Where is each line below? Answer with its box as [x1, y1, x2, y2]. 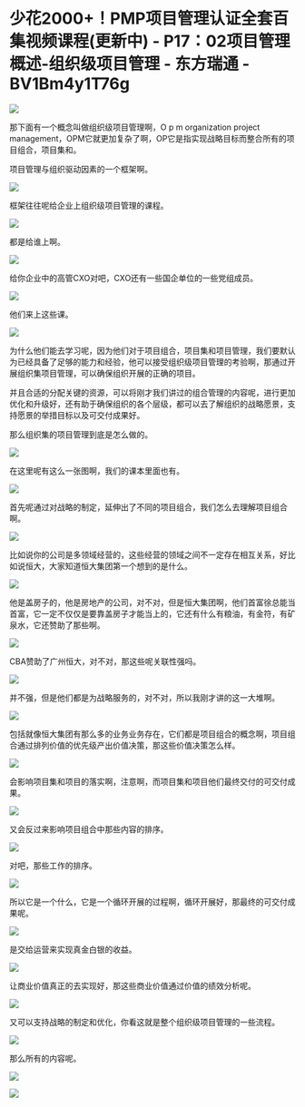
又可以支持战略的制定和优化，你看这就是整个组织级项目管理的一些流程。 [9, 1016, 280, 1027]
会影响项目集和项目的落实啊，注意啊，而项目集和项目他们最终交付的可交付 [9, 776, 288, 787]
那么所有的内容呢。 [9, 1053, 82, 1063]
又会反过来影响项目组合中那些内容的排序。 [9, 823, 169, 835]
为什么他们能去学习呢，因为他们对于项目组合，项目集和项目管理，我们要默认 [9, 345, 296, 356]
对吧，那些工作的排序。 [9, 859, 97, 871]
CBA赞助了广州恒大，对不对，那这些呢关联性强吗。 [9, 655, 202, 667]
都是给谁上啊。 [9, 236, 65, 247]
